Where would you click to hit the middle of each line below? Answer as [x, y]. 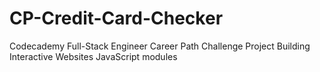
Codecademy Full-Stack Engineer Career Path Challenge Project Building [160, 46]
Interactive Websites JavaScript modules [93, 56]
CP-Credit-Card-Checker [116, 18]
